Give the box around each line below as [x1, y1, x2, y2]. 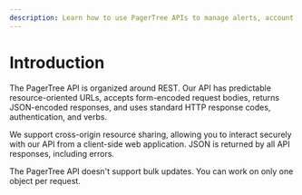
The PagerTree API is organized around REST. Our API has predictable [9, 83, 272, 93]
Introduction [9, 52, 105, 73]
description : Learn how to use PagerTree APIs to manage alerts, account [9, 13, 295, 23]
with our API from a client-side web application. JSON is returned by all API [9, 138, 290, 150]
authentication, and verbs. [9, 111, 107, 122]
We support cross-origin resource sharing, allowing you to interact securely [9, 129, 292, 140]
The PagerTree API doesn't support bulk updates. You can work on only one [9, 165, 294, 177]
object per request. [9, 175, 82, 186]
